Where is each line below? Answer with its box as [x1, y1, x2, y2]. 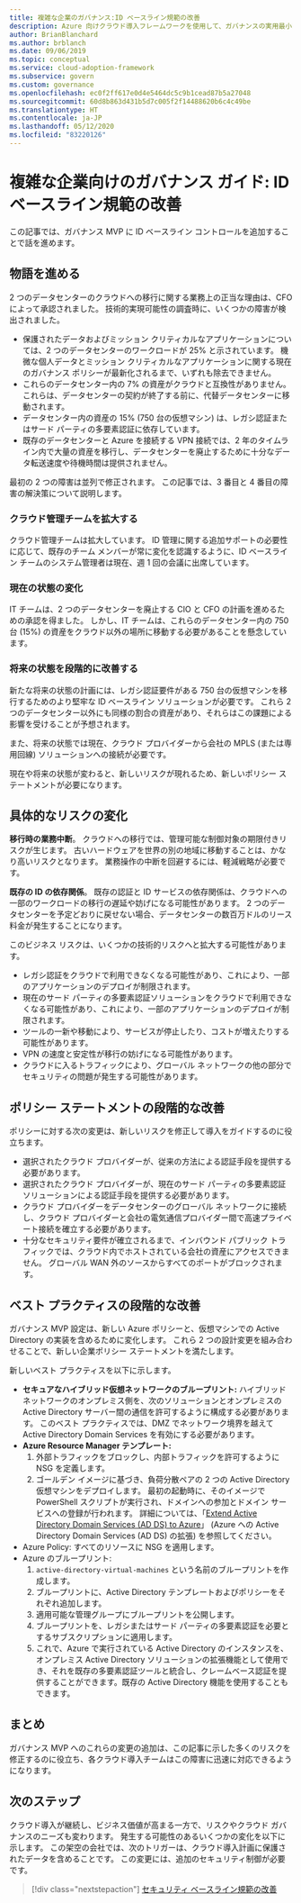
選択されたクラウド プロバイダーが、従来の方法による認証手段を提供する [22, 1156, 292, 1167]
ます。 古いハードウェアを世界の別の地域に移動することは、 [48, 845, 271, 856]
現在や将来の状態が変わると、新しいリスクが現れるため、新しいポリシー [9, 767, 277, 779]
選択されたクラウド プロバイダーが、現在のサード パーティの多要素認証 [22, 1179, 286, 1190]
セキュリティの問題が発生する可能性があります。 [22, 1071, 203, 1082]
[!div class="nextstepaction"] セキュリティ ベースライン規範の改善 [31, 1883, 278, 1894]
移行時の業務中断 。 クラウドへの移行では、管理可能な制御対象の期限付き [9, 834, 279, 845]
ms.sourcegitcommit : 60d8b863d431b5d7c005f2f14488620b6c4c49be [9, 96, 252, 106]
